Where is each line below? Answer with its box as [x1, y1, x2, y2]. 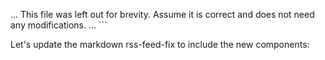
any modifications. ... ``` [10, 19, 108, 31]
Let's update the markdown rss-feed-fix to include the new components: [10, 39, 310, 50]
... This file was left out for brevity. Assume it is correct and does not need [10, 9, 315, 20]
